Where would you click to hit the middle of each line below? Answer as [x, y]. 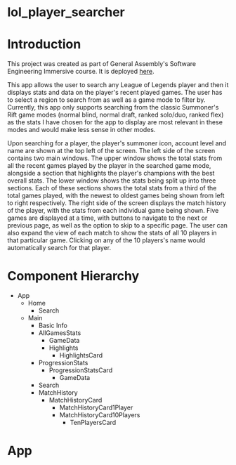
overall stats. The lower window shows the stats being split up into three [112, 181]
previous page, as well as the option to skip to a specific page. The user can [118, 225]
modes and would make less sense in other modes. [81, 130]
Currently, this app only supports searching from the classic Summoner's [113, 107]
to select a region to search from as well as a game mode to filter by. [106, 100]
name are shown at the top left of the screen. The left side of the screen [111, 151]
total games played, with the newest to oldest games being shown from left [116, 196]
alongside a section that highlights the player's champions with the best [111, 173]
